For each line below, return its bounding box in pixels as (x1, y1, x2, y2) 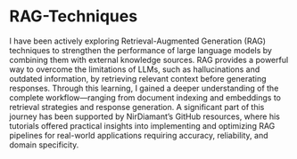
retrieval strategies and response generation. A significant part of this (9, 101, 265, 112)
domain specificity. (9, 139, 79, 150)
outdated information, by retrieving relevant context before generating (9, 73, 267, 83)
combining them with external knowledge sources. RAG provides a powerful (9, 54, 289, 65)
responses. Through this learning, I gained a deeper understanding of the (9, 83, 279, 93)
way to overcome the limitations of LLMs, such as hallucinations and (9, 64, 260, 75)
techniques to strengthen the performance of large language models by (9, 44, 272, 55)
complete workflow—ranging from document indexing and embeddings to (9, 91, 281, 103)
